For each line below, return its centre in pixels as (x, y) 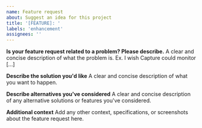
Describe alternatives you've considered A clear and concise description (99, 94)
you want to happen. (32, 83)
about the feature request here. (45, 119)
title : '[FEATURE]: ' (33, 23)
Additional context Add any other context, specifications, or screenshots (97, 112)
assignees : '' (24, 34)
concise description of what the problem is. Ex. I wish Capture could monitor (101, 58)
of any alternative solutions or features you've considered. (79, 101)
